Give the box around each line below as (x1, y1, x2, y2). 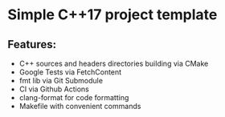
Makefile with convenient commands (18, 102, 141, 111)
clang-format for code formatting (18, 93, 129, 102)
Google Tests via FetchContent (18, 67, 122, 77)
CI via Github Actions (18, 84, 89, 94)
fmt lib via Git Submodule (18, 76, 104, 85)
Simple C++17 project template (7, 6, 218, 24)
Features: (7, 38, 57, 51)
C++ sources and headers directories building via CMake (18, 58, 209, 68)
